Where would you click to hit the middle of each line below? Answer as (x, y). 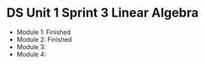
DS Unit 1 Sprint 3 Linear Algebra (103, 13)
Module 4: (31, 54)
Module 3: (31, 47)
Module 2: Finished (44, 39)
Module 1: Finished (44, 32)
